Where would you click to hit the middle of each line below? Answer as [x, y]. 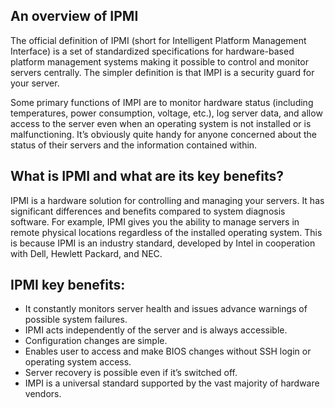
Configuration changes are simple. [96, 341]
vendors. [43, 394]
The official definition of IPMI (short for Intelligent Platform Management [158, 40]
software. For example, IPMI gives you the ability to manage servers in [155, 221]
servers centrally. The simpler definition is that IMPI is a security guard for [162, 72]
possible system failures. [76, 320]
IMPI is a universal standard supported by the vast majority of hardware [172, 383]
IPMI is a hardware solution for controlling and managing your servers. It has [167, 200]
